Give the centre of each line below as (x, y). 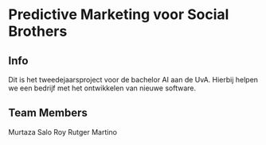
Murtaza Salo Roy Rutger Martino (63, 132)
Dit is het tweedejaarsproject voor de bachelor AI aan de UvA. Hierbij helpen (133, 80)
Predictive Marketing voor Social (119, 15)
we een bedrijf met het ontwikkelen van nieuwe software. (102, 88)
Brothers (38, 31)
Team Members (48, 113)
